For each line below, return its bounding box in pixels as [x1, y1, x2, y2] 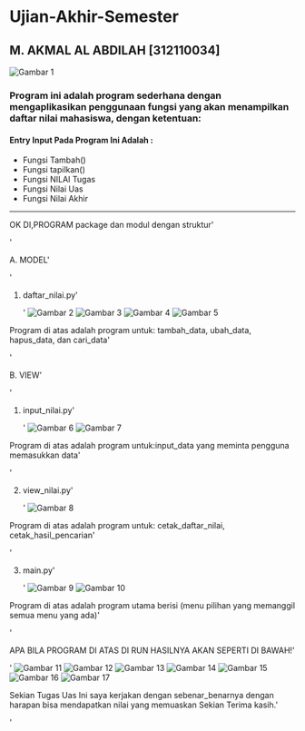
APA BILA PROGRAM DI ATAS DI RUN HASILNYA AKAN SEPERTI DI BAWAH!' [9, 645, 295, 656]
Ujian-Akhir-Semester [9, 6, 180, 27]
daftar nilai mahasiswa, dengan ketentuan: [9, 112, 202, 124]
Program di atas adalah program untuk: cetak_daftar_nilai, [9, 520, 225, 531]
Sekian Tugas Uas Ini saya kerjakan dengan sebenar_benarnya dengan [9, 690, 274, 701]
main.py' [22, 565, 55, 576]
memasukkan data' [9, 449, 81, 460]
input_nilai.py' [22, 405, 75, 416]
